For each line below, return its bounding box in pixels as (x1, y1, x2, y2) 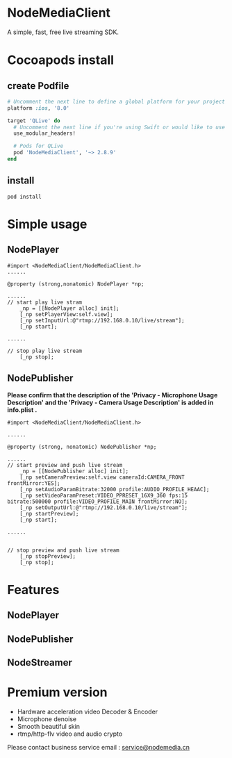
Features (7, 582, 60, 598)
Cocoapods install (7, 52, 115, 68)
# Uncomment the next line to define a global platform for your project (7, 98, 226, 105)
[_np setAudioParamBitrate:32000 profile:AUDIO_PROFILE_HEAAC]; (19, 486, 210, 493)
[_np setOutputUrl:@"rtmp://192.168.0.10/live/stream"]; (19, 504, 188, 511)
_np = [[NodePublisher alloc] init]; (19, 468, 129, 475)
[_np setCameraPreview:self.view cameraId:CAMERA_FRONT (19, 474, 185, 481)
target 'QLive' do (7, 117, 60, 124)
